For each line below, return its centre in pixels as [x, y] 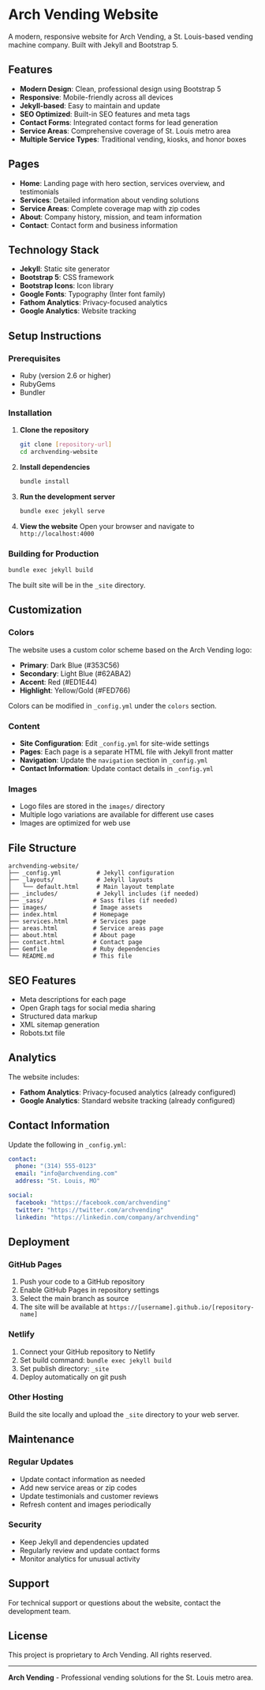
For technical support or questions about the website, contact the [114, 1602]
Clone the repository [54, 430]
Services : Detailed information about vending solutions [109, 200]
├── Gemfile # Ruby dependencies [84, 949]
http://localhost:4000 [57, 534]
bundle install [45, 482]
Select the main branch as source [74, 1299]
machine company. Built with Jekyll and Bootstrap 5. [93, 44]
